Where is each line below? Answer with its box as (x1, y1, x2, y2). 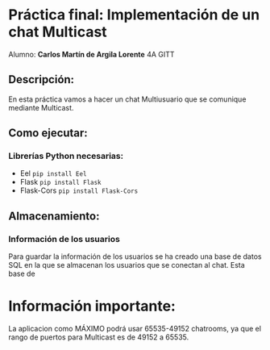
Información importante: (8, 297, 176, 315)
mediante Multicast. (8, 102, 74, 112)
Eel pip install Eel (19, 169, 87, 178)
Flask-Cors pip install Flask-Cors (19, 185, 139, 195)
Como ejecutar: (8, 127, 89, 140)
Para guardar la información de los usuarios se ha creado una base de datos (8, 252, 262, 261)
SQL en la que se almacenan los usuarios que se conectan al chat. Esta (8, 260, 246, 270)
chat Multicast (8, 23, 107, 41)
